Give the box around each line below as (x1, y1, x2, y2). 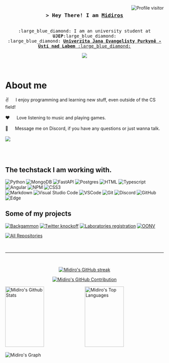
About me (5, 80, 47, 91)
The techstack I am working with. (5, 166, 112, 174)
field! (5, 104, 16, 110)
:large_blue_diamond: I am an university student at (18, 28, 151, 34)
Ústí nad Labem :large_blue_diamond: (38, 43, 131, 49)
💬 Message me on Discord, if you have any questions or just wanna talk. (5, 125, 160, 131)
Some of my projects (5, 209, 71, 218)
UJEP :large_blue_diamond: (52, 33, 117, 39)
